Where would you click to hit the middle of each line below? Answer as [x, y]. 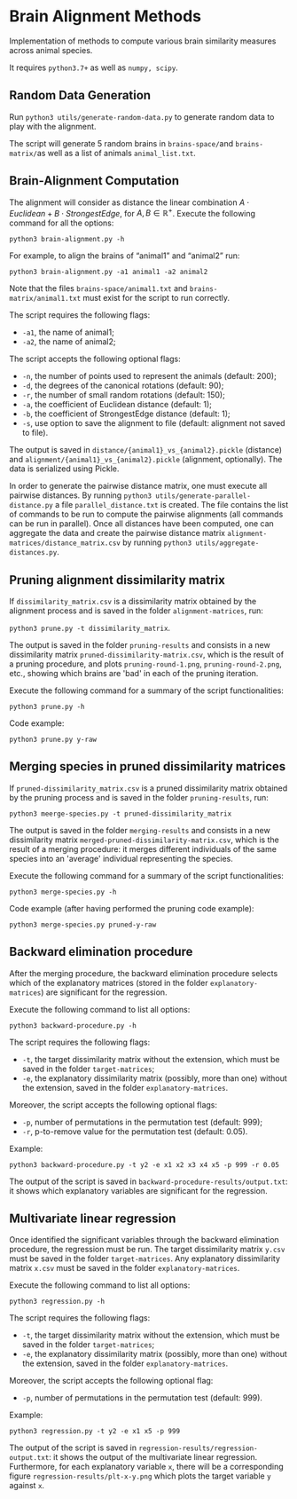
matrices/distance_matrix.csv [65, 543]
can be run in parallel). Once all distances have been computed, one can [142, 524]
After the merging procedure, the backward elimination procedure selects [144, 973]
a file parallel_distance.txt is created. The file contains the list [172, 505]
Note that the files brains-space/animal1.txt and [98, 288]
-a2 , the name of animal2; [69, 342]
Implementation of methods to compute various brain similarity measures [143, 41]
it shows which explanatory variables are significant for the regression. [138, 1190]
